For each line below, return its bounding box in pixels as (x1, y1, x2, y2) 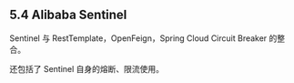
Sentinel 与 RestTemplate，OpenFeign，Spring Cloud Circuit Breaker (9, 32, 268, 44)
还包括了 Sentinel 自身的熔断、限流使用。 (9, 63, 165, 74)
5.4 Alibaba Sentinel (9, 7, 127, 23)
